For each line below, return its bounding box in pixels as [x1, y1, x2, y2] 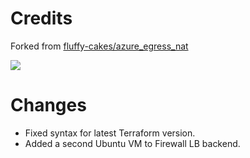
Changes [10, 94, 87, 117]
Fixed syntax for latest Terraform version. [24, 127, 196, 139]
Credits [10, 7, 73, 30]
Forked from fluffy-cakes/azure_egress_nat [10, 40, 189, 52]
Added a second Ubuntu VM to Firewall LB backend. [24, 137, 241, 149]
